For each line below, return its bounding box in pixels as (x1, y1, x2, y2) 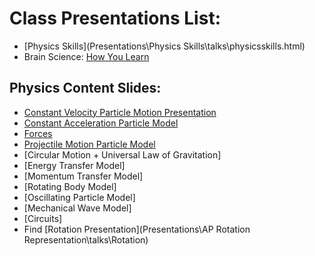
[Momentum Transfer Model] (23, 170, 144, 182)
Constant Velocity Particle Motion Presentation (23, 106, 217, 118)
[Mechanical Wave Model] (23, 202, 132, 214)
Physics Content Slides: (9, 80, 162, 97)
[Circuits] (23, 212, 63, 224)
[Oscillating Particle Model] (23, 191, 136, 203)
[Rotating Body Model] (23, 180, 117, 192)
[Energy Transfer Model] (23, 159, 126, 171)
